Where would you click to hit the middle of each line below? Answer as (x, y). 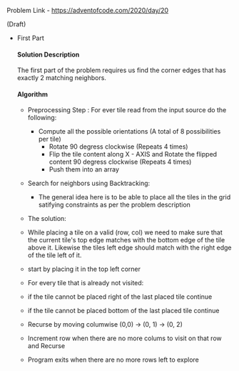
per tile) (50, 139)
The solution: (47, 219)
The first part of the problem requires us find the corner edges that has (121, 70)
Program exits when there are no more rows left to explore (113, 360)
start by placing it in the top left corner (84, 269)
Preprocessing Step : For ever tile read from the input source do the (127, 110)
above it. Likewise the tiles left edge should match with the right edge (129, 248)
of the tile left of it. (55, 255)
